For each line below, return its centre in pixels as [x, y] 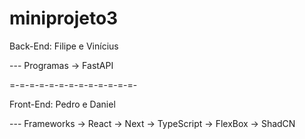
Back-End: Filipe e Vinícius [64, 46]
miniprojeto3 [64, 18]
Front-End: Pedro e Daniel [62, 104]
